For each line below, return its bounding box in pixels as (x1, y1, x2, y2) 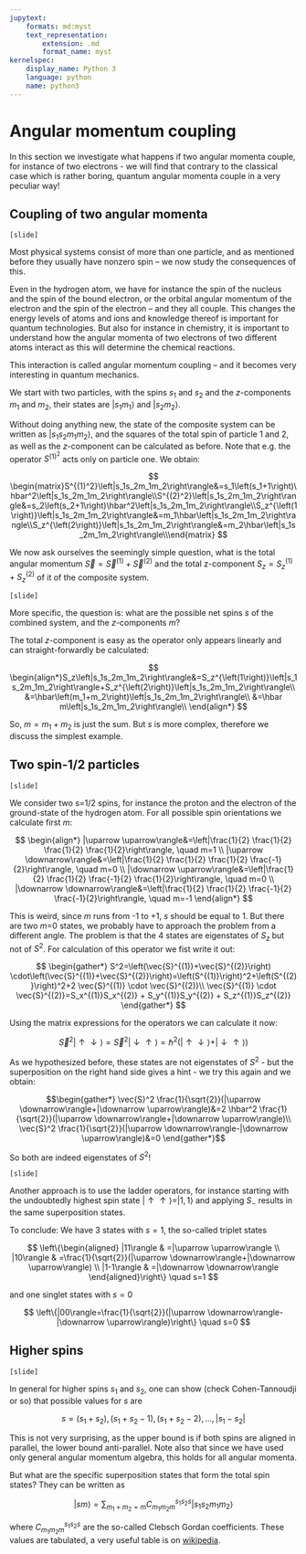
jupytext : (9, 13, 47, 23)
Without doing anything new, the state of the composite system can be (9, 418, 276, 429)
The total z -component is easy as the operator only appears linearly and (9, 635, 282, 646)
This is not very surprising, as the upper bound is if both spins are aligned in (9, 1432, 296, 1443)
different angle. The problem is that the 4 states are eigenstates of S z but (9, 929, 285, 943)
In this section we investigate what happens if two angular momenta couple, (9, 151, 296, 162)
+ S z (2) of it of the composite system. (9, 570, 150, 585)
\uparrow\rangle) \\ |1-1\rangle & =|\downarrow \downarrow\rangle (27, 1262, 280, 1273)
